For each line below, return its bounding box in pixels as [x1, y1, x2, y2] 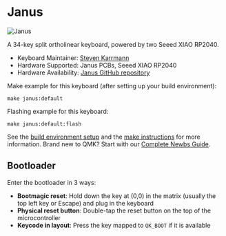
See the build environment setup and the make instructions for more [7, 132, 201, 141]
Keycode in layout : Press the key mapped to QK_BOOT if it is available [17, 221, 211, 229]
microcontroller [17, 213, 61, 222]
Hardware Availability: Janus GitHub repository [17, 68, 150, 77]
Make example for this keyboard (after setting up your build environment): [7, 81, 217, 90]
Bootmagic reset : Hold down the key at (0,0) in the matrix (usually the [17, 191, 216, 200]
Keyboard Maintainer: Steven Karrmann [17, 53, 130, 62]
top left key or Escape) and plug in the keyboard [17, 199, 154, 207]
